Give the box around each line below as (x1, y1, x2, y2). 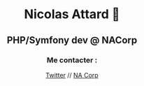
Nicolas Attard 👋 (24, 6, 120, 22)
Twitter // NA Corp (45, 71, 99, 79)
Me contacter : (46, 55, 98, 65)
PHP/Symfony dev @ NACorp (6, 34, 138, 46)
